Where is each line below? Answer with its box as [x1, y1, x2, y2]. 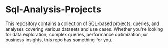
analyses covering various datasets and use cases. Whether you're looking [5, 26, 163, 32]
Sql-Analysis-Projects [5, 4, 101, 15]
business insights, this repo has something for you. [5, 37, 112, 43]
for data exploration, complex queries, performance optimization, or [5, 31, 148, 37]
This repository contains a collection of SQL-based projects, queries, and [5, 20, 159, 27]
